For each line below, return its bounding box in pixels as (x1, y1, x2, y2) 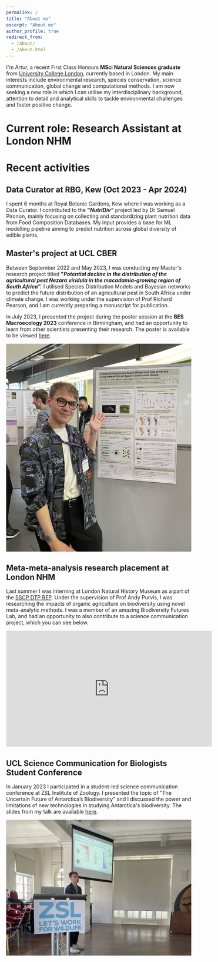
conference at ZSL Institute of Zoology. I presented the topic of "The (6, 789, 172, 797)
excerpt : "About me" (6, 22, 57, 28)
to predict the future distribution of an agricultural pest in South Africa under (6, 289, 191, 296)
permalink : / (6, 9, 38, 15)
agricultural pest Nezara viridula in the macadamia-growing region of (6, 277, 181, 284)
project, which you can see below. (6, 619, 89, 626)
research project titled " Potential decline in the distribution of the (6, 270, 167, 277)
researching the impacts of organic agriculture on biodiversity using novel (6, 601, 185, 608)
